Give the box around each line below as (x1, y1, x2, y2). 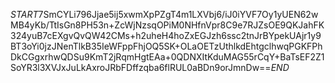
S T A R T (10, 9, 39, 20)
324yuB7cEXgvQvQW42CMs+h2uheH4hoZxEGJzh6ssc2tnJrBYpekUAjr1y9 (10, 30, 322, 41)
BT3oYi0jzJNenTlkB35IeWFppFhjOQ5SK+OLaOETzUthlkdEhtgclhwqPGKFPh (10, 40, 323, 52)
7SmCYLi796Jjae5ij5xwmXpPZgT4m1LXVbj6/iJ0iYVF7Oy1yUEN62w (38, 9, 319, 20)
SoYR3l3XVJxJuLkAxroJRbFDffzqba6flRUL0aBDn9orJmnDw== (10, 62, 272, 73)
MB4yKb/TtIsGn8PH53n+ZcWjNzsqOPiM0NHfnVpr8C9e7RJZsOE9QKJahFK (10, 19, 325, 31)
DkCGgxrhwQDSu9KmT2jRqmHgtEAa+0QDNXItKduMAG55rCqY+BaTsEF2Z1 (10, 51, 325, 63)
